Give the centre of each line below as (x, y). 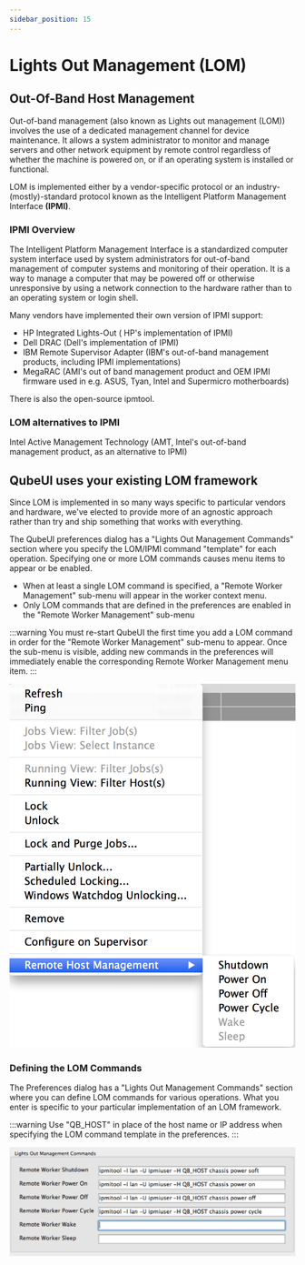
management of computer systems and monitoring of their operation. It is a (150, 268)
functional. (30, 169)
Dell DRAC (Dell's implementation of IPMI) (101, 342)
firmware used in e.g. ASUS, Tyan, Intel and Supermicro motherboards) (156, 381)
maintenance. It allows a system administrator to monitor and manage (139, 140)
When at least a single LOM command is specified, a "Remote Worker (152, 586)
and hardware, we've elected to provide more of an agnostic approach (141, 512)
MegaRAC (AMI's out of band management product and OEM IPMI (146, 371)
